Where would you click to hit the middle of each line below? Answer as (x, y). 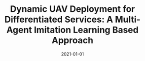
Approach (72, 41)
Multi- (128, 19)
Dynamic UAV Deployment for (72, 9)
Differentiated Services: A (59, 19)
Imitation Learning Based (86, 30)
